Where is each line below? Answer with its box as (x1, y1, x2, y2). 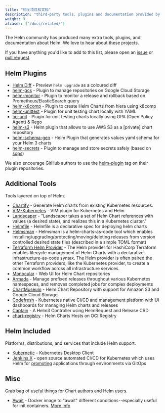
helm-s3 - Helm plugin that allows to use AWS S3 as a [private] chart (12, 124, 153, 130)
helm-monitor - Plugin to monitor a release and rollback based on (12, 92, 146, 99)
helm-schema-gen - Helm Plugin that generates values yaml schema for (12, 135, 160, 141)
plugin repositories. (5, 165, 44, 171)
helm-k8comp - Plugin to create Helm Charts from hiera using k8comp (12, 103, 157, 109)
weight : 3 (5, 16, 26, 21)
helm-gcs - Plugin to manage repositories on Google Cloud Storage (12, 88, 150, 93)
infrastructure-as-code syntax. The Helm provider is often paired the (12, 255, 153, 261)
